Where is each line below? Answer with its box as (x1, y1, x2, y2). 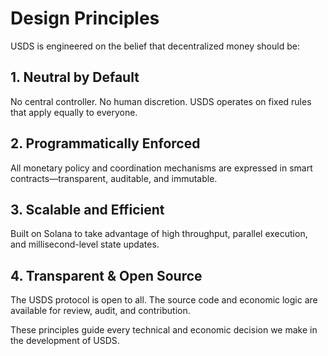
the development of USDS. (10, 335, 120, 347)
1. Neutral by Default (10, 69, 140, 86)
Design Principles (10, 7, 160, 30)
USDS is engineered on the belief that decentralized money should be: (10, 40, 300, 52)
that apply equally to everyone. (10, 106, 138, 118)
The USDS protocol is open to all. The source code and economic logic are (10, 294, 318, 306)
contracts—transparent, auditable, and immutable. (10, 172, 218, 184)
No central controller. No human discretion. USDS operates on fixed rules (10, 95, 312, 107)
